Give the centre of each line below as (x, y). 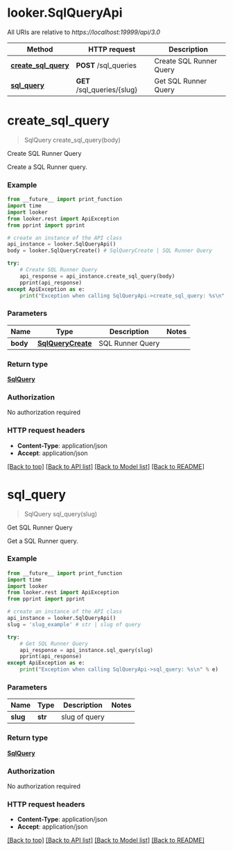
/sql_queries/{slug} (107, 90)
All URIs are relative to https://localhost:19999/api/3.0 (84, 32)
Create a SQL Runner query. (48, 167)
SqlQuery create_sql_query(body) (72, 140)
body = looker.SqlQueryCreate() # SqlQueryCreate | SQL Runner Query (110, 251)
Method (40, 49)
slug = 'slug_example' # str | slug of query (74, 624)
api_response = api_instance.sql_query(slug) (87, 650)
